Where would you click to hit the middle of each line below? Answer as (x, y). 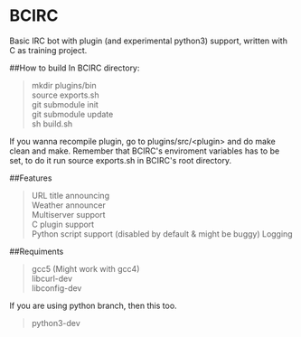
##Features (31, 178)
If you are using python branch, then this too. (94, 305)
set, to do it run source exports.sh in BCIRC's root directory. (121, 160)
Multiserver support (68, 214)
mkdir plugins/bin (64, 85)
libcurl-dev (52, 278)
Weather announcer (69, 205)
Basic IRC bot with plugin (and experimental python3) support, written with (148, 41)
